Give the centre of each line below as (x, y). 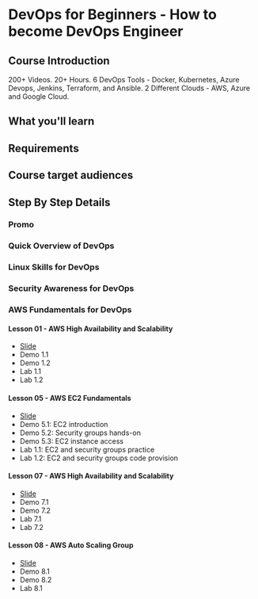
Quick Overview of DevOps (61, 246)
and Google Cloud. (39, 96)
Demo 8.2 (36, 579)
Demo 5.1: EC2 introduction (64, 424)
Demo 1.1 (34, 355)
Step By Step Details (59, 202)
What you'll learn (51, 122)
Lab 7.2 (31, 527)
